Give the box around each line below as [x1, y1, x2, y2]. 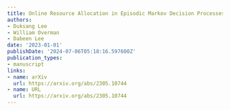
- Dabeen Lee [7, 36, 44, 42]
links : [7, 67, 26, 74]
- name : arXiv [7, 73, 48, 81]
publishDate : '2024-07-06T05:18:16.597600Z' [7, 49, 136, 55]
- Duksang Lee [7, 23, 48, 29]
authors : [7, 16, 32, 23]
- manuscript [7, 61, 44, 68]
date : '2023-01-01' [7, 42, 63, 49]
